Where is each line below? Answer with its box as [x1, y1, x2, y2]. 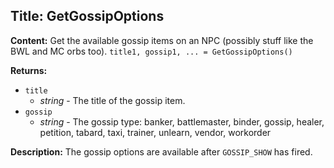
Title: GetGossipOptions [10, 8, 165, 25]
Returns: [10, 64, 48, 76]
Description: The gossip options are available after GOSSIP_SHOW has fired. [10, 145, 313, 158]
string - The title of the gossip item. [39, 94, 186, 106]
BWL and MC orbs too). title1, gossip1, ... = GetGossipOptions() [10, 45, 293, 57]
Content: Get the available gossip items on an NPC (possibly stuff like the [10, 34, 314, 46]
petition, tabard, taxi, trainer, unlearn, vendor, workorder [39, 126, 272, 138]
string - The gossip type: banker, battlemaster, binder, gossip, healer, [39, 115, 325, 128]
